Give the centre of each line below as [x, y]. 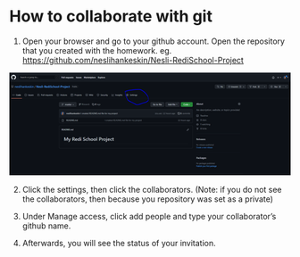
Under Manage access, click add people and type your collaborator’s [149, 217]
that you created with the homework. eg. [97, 50]
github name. [46, 226]
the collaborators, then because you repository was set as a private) [148, 199]
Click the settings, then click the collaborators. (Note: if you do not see [152, 190]
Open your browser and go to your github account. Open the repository [154, 41]
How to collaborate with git [111, 17]
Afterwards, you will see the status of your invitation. [119, 244]
